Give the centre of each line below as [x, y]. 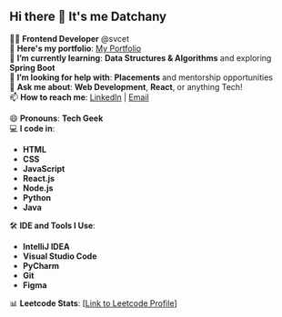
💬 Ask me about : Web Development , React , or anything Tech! [126, 86]
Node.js [38, 188]
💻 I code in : [32, 128]
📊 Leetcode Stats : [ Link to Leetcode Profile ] [93, 303]
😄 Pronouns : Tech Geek [56, 118]
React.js [39, 178]
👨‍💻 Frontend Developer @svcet [70, 38]
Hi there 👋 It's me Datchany [88, 17]
